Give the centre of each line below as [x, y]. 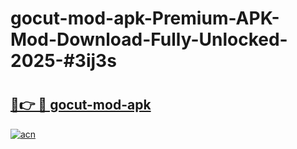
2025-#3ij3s [63, 61]
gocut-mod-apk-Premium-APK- [145, 18]
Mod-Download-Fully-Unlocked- [149, 39]
